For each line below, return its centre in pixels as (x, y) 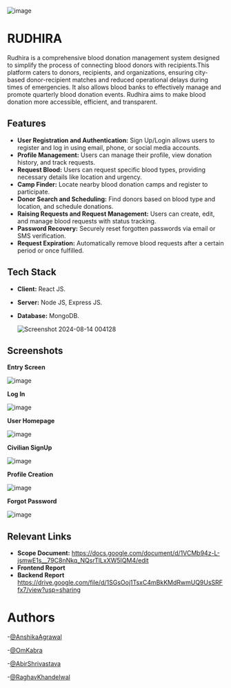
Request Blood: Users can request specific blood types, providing (111, 169)
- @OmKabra (25, 651)
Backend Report (41, 575)
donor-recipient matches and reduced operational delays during (118, 80)
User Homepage (31, 421)
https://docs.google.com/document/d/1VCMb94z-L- (146, 553)
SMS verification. (42, 236)
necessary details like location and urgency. (80, 177)
